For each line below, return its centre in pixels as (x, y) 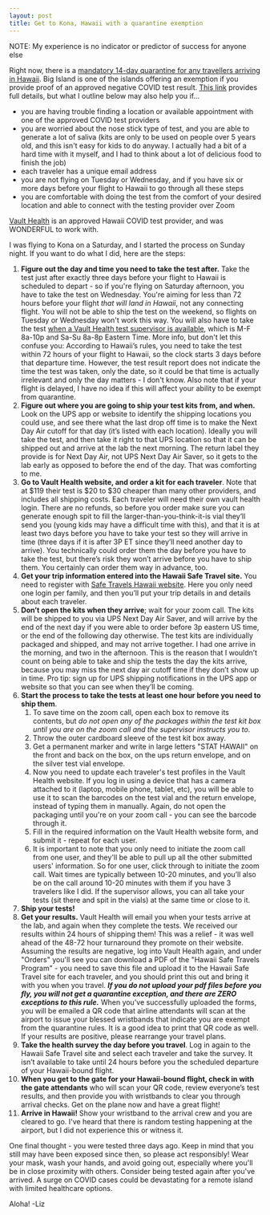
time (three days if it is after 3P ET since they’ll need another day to (132, 542)
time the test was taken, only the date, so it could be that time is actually (140, 371)
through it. (50, 823)
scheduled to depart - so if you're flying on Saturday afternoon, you (133, 286)
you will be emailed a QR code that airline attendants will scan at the (133, 1010)
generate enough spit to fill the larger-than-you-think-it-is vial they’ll (133, 516)
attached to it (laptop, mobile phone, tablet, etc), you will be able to (143, 789)
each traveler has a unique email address (89, 171)
